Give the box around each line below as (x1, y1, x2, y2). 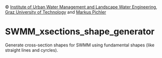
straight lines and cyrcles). (5, 47, 58, 53)
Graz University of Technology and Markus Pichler (5, 9, 106, 15)
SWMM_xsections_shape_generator (5, 26, 155, 37)
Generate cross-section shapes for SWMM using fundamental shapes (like (5, 42, 155, 48)
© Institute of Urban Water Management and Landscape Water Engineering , (5, 4, 158, 10)
